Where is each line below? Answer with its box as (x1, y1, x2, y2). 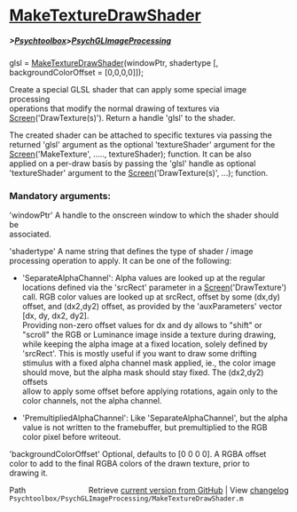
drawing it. (9, 468, 49, 478)
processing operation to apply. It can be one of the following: (9, 255, 232, 267)
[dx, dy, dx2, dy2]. (21, 310, 90, 321)
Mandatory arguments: (9, 190, 111, 203)
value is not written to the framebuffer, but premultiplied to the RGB (21, 422, 268, 433)
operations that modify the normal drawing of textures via (9, 103, 220, 114)
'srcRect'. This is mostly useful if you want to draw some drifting (21, 348, 257, 359)
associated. (9, 228, 51, 240)
